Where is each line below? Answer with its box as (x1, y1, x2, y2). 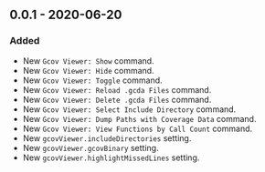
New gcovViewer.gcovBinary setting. (22, 142, 159, 153)
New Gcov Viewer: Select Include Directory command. (22, 104, 237, 115)
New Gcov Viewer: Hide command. (22, 65, 154, 76)
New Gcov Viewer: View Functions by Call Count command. (22, 123, 253, 134)
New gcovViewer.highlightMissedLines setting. (22, 152, 200, 163)
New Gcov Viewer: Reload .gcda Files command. (22, 84, 212, 95)
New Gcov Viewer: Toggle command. (22, 75, 163, 86)
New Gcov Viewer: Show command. (22, 55, 154, 66)
